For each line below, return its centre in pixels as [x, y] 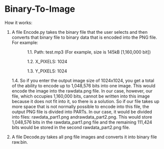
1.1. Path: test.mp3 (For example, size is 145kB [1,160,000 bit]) [89, 52]
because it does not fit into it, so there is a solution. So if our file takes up [85, 101]
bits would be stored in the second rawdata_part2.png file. [71, 127]
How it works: [19, 23]
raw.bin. [20, 142]
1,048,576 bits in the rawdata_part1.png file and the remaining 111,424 [82, 122]
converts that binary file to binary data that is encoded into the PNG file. [84, 37]
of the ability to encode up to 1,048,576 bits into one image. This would [83, 86]
